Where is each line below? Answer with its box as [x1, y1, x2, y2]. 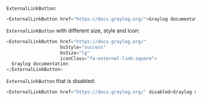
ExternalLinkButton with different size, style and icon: [6, 26, 140, 34]
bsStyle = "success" [60, 44, 106, 50]
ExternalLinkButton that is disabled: [6, 78, 96, 85]
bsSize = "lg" [60, 50, 90, 56]
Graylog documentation [11, 61, 69, 67]
